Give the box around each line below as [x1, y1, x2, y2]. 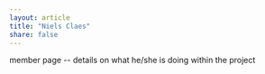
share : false [9, 30, 59, 39]
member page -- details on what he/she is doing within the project [9, 55, 256, 66]
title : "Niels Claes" [9, 22, 91, 31]
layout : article [9, 13, 70, 23]
